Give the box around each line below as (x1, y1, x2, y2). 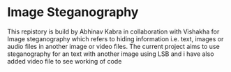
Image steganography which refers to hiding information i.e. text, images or (7, 34, 224, 43)
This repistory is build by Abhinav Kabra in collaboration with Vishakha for (7, 27, 220, 36)
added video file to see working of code (7, 57, 122, 65)
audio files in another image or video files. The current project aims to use (7, 42, 220, 50)
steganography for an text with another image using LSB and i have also (7, 50, 214, 58)
